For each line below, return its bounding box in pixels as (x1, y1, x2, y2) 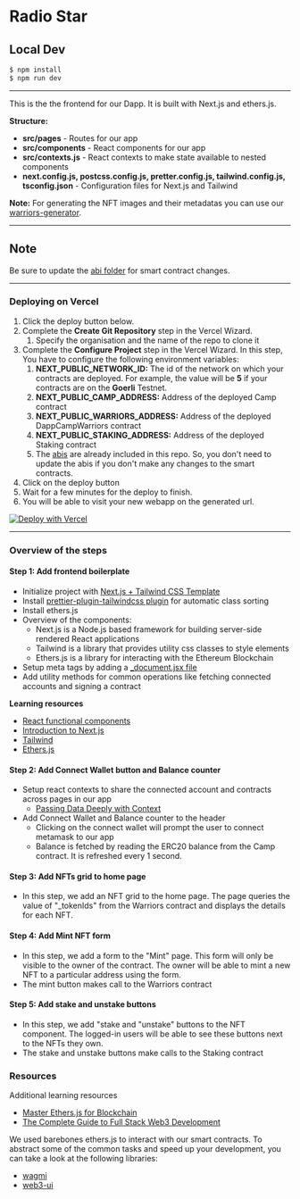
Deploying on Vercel (9, 296, 99, 308)
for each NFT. (21, 910, 73, 920)
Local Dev (9, 42, 66, 57)
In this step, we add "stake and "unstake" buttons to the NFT (21, 1019, 246, 1029)
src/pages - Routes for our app (21, 132, 138, 144)
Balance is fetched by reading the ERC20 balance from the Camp (35, 841, 276, 852)
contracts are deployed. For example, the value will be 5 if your (35, 372, 268, 383)
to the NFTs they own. (21, 1037, 104, 1048)
